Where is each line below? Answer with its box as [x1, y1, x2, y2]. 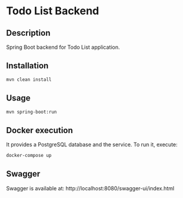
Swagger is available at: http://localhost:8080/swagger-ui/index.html [6, 184, 175, 191]
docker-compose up [6, 153, 52, 159]
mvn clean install [6, 76, 52, 83]
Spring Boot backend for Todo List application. [6, 43, 120, 51]
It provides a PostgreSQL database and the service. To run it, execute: [6, 141, 178, 148]
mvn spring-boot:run [6, 109, 58, 115]
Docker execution [6, 125, 73, 135]
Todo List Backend [6, 4, 99, 18]
